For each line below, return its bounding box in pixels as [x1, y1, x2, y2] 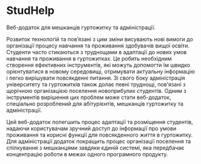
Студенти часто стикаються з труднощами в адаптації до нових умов [6, 48, 187, 55]
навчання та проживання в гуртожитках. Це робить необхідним [6, 55, 172, 62]
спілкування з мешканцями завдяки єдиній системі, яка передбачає [6, 144, 185, 151]
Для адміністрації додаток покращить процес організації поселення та [6, 137, 191, 145]
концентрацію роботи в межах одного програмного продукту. [6, 150, 168, 158]
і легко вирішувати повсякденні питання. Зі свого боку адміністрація [6, 74, 185, 81]
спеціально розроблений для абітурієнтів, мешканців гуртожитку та [6, 100, 184, 107]
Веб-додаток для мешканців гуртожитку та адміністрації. [6, 24, 156, 31]
